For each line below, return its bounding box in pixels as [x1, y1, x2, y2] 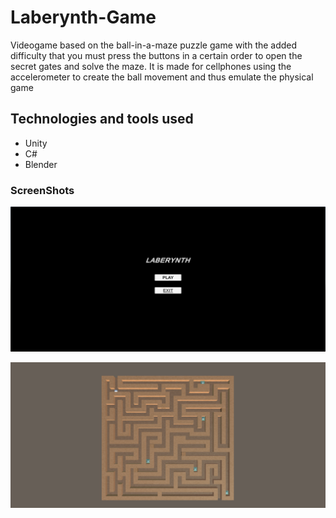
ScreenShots [10, 183, 75, 197]
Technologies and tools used [10, 111, 194, 128]
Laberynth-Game [10, 6, 157, 29]
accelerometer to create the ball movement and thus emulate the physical [10, 71, 314, 83]
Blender [24, 158, 58, 170]
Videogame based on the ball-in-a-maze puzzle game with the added [10, 39, 298, 51]
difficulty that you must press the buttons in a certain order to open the [10, 49, 303, 61]
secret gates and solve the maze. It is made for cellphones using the [10, 60, 292, 72]
